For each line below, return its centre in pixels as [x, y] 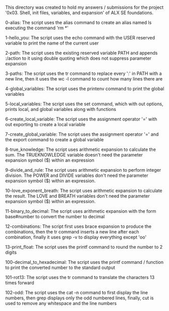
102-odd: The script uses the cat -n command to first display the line [77, 293]
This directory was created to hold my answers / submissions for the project [84, 7]
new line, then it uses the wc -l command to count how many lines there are [84, 79]
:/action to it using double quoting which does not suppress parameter [78, 58]
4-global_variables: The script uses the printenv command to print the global [85, 89]
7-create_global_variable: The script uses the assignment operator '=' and [82, 134]
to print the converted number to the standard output [60, 267]
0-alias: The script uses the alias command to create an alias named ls [78, 23]
